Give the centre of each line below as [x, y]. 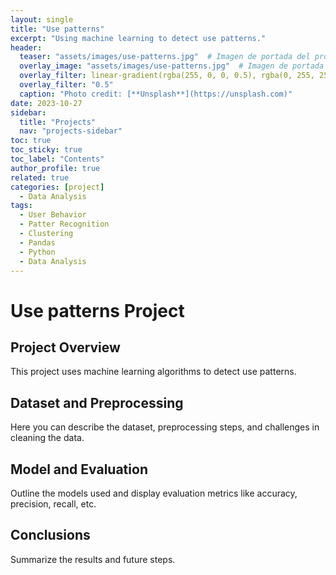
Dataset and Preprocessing [97, 402]
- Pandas [37, 242]
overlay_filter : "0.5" [66, 85]
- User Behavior [53, 215]
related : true [40, 177]
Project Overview [65, 347]
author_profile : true [55, 168]
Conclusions [50, 535]
